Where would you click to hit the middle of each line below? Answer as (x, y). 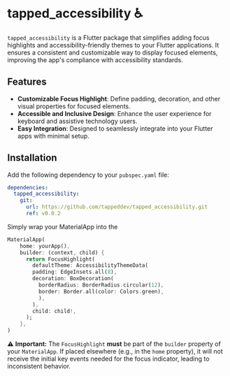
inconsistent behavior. (39, 366)
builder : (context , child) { (62, 252)
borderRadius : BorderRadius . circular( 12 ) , (101, 285)
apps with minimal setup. (53, 136)
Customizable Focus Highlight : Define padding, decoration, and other (119, 99)
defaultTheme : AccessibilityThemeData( (91, 266)
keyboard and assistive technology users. (77, 121)
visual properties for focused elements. (74, 106)
